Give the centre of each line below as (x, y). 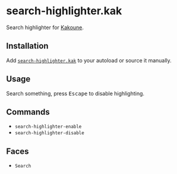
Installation (27, 46)
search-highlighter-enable (48, 127)
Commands (28, 112)
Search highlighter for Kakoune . (45, 27)
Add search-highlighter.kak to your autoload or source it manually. (89, 60)
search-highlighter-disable (49, 133)
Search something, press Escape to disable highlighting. (75, 93)
